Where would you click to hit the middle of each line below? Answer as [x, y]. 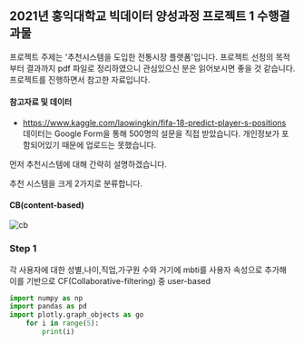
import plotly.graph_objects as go [77, 315]
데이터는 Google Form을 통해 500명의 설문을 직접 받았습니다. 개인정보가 [151, 133]
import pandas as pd [49, 307]
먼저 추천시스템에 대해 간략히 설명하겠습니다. [88, 164]
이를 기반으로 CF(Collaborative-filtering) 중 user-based [110, 280]
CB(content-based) [47, 205]
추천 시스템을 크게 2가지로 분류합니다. [76, 183]
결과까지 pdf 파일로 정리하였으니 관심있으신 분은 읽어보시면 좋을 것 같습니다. [161, 68]
